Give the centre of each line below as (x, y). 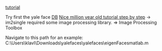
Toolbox (14, 28)
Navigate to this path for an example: (44, 38)
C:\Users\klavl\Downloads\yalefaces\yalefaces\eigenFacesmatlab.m (77, 43)
